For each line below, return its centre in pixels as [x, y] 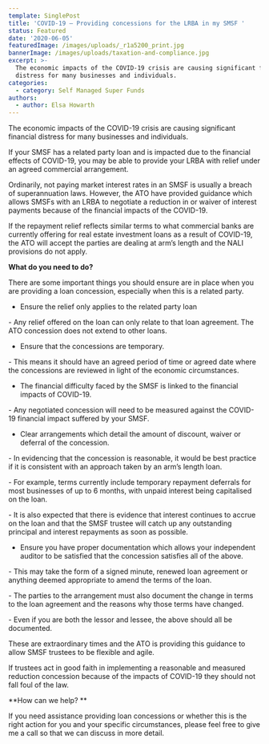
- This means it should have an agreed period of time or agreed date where [132, 362]
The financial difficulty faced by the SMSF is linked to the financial [129, 386]
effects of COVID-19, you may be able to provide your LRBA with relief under [134, 161]
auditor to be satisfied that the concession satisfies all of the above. [132, 556]
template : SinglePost [44, 16]
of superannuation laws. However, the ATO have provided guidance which [130, 193]
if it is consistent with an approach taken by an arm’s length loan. [115, 467]
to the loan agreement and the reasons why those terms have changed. [126, 604]
